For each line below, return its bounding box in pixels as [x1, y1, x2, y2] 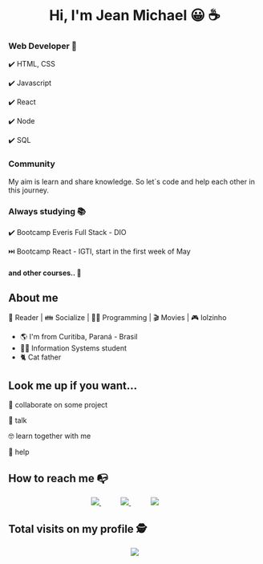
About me [8, 291, 59, 305]
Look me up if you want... [8, 379, 138, 392]
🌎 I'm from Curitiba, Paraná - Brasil [19, 332, 138, 342]
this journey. [8, 185, 50, 195]
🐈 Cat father [19, 352, 62, 362]
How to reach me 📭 [8, 471, 109, 485]
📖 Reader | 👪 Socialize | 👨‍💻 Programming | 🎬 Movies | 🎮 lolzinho [8, 313, 227, 323]
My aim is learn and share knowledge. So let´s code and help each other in [8, 177, 255, 186]
